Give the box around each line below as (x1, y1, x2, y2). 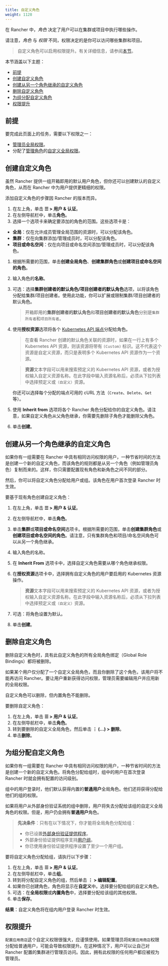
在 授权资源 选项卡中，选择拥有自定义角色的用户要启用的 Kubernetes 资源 (12, 570, 161, 576)
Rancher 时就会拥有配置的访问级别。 (5, 775, 81, 781)
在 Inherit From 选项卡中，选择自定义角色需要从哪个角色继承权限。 (12, 560, 151, 566)
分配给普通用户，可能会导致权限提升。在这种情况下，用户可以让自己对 (5, 943, 150, 949)
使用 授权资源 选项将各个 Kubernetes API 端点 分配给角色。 (12, 326, 130, 332)
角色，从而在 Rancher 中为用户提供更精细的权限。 (5, 184, 108, 191)
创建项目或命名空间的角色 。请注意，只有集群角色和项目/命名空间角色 (12, 532, 154, 538)
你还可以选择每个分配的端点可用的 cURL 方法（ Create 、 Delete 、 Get (12, 390, 152, 396)
